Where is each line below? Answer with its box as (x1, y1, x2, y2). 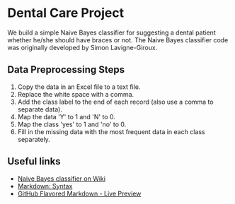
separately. (17, 135, 51, 143)
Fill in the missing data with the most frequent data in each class (17, 127, 205, 136)
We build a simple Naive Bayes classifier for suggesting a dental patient (7, 28, 216, 37)
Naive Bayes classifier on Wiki (17, 174, 106, 183)
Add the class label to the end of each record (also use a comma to (17, 97, 214, 106)
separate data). (17, 104, 62, 114)
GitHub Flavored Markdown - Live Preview (17, 189, 142, 198)
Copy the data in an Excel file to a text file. (17, 83, 141, 91)
